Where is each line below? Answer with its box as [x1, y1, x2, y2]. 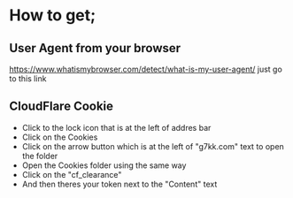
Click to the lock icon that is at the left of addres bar [21, 122, 212, 133]
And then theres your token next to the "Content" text [21, 179, 218, 189]
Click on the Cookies [21, 132, 98, 142]
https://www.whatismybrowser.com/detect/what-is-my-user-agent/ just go [9, 64, 283, 74]
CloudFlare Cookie [9, 99, 113, 114]
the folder [21, 150, 58, 161]
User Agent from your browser [9, 41, 181, 56]
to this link [9, 73, 47, 84]
